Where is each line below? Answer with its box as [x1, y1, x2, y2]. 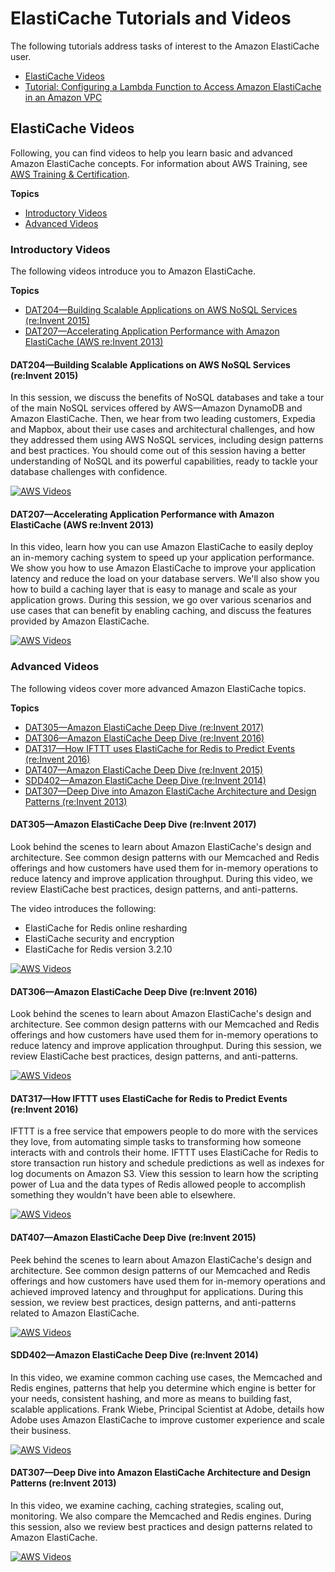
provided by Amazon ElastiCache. [10, 615, 150, 627]
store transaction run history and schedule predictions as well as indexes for [10, 1157, 325, 1169]
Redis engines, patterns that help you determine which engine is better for [10, 1382, 317, 1394]
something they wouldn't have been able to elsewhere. [10, 1189, 237, 1201]
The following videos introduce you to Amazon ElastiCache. [10, 265, 256, 277]
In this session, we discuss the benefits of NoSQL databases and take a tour [10, 392, 325, 404]
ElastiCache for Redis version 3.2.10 [24, 943, 173, 955]
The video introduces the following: [10, 902, 157, 914]
